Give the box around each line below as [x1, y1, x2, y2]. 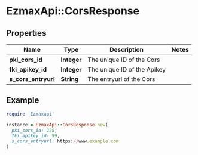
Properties [6, 28, 47, 38]
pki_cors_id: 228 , [11, 127, 58, 134]
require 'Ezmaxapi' [6, 111, 55, 117]
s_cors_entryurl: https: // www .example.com [11, 138, 119, 144]
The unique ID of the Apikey [87, 66, 166, 73]
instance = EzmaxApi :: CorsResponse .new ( [6, 122, 109, 128]
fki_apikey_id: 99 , [11, 133, 60, 139]
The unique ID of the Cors [87, 55, 160, 64]
